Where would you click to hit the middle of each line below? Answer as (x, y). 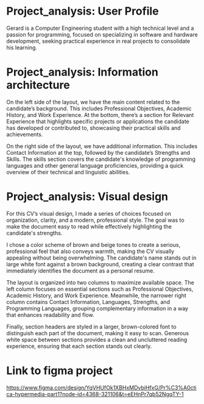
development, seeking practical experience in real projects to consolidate (98, 41)
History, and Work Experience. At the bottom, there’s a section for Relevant (100, 115)
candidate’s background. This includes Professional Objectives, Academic (99, 108)
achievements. (25, 134)
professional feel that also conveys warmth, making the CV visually (90, 251)
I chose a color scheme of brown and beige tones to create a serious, (93, 244)
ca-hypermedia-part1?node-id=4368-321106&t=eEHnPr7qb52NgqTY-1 (95, 394)
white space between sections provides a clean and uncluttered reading (97, 339)
